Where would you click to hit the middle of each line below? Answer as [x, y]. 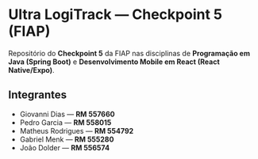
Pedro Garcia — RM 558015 [65, 122]
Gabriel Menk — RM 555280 [67, 139]
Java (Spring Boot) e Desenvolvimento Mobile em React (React [114, 62]
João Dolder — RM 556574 [64, 147]
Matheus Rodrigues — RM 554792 [77, 131]
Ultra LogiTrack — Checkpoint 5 [115, 15]
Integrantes [38, 95]
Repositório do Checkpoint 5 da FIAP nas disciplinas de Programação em [129, 53]
